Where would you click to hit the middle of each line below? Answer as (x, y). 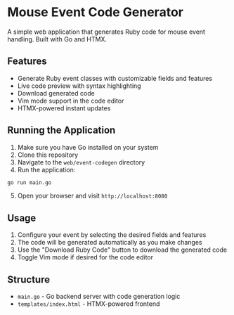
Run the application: (46, 169)
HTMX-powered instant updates (64, 108)
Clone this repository (48, 155)
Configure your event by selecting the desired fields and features (112, 235)
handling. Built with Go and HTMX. (57, 39)
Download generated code (56, 93)
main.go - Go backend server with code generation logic (99, 297)
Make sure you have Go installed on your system (88, 147)
